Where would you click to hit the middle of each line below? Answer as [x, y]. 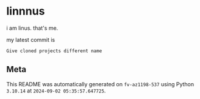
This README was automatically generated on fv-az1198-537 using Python [100, 84]
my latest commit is [31, 39]
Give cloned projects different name [54, 51]
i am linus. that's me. [32, 28]
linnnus [26, 11]
